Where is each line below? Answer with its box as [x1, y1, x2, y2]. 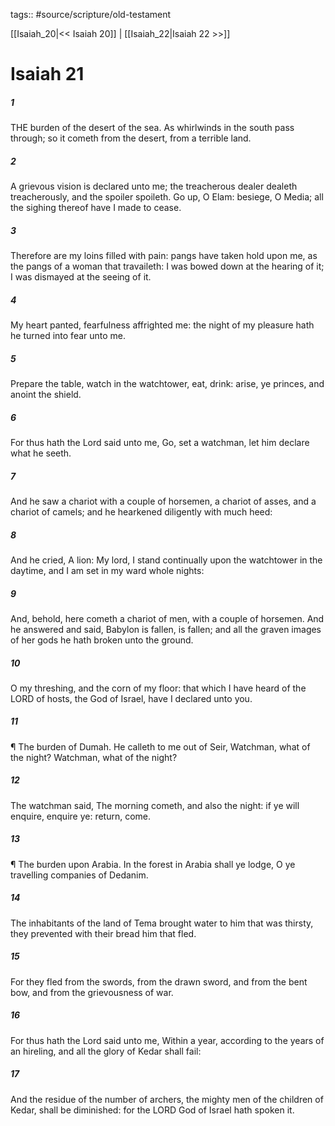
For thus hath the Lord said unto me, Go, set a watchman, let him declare [10, 437, 310, 448]
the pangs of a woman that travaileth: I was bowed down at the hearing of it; [10, 260, 325, 273]
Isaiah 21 [10, 63, 85, 86]
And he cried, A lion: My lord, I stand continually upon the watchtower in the [10, 554, 323, 566]
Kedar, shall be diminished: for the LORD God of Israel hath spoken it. [10, 1104, 295, 1116]
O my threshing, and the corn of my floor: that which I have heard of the [10, 682, 307, 694]
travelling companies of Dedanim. [10, 869, 149, 881]
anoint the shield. [10, 389, 82, 401]
